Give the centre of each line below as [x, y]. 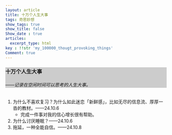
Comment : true [20, 53]
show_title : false [25, 29]
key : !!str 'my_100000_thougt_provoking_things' [59, 48]
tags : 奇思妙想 [20, 19]
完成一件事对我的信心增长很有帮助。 [59, 114]
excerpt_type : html [31, 43]
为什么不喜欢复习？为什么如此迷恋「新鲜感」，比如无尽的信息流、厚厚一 [88, 102]
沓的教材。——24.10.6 [36, 108]
